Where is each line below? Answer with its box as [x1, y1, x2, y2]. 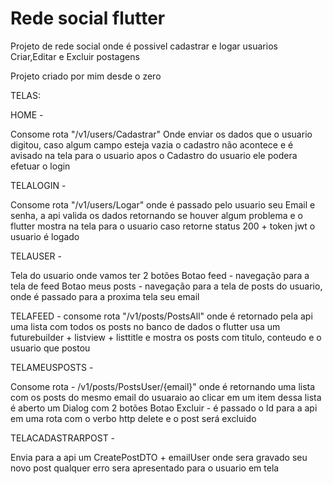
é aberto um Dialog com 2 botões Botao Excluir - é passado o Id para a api [10, 402, 318, 414]
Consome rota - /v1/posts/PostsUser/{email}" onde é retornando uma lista [10, 380, 316, 392]
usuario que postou [10, 342, 91, 354]
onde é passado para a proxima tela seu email [10, 290, 200, 302]
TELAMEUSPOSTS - [10, 361, 94, 373]
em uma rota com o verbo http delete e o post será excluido [10, 412, 257, 424]
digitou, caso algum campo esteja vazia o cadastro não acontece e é [10, 138, 294, 151]
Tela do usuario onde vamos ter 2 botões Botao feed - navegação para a [10, 269, 310, 281]
